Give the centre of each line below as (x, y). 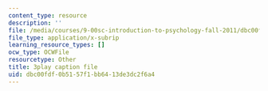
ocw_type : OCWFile (39, 52)
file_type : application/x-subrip (64, 38)
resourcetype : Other (43, 60)
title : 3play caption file (53, 67)
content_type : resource (48, 15)
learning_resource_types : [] (57, 45)
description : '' (35, 23)
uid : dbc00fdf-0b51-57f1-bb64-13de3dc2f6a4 (82, 74)
